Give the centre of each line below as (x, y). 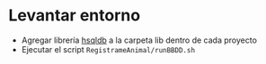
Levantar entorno (75, 16)
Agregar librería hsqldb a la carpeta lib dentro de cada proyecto (139, 40)
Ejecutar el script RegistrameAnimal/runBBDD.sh (108, 49)
